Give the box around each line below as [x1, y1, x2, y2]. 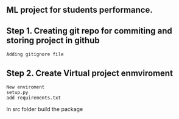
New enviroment [6, 84, 45, 90]
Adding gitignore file [6, 51, 64, 57]
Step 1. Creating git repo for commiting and [6, 26, 172, 36]
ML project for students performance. [6, 5, 153, 15]
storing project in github [6, 35, 100, 45]
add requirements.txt [6, 95, 61, 101]
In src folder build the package [6, 106, 83, 113]
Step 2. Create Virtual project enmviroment [6, 68, 174, 78]
